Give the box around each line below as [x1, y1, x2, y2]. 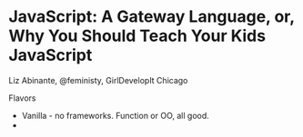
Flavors [8, 93, 36, 103]
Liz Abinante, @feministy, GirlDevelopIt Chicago [8, 74, 188, 85]
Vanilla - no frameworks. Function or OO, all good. [21, 110, 210, 121]
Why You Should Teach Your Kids [8, 25, 266, 46]
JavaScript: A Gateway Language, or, [8, 6, 295, 27]
